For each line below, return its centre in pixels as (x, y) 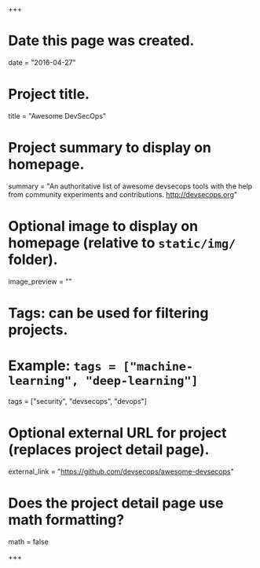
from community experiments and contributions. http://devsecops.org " (123, 194)
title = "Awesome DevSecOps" (57, 115)
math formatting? (66, 520)
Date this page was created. (101, 41)
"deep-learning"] (142, 381)
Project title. (49, 94)
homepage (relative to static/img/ (122, 243)
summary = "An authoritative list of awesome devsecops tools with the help (130, 186)
